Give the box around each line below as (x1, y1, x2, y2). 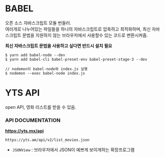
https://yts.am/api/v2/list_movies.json (5, 138, 90, 143)
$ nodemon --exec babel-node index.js (5, 71, 85, 76)
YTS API (5, 87, 40, 99)
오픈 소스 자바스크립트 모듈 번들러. (5, 20, 71, 26)
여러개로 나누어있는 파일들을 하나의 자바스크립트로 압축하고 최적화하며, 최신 (5, 26, 151, 32)
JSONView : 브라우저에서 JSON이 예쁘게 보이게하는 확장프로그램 (12, 147, 135, 153)
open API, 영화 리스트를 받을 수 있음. (5, 104, 77, 110)
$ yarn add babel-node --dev (5, 52, 65, 57)
